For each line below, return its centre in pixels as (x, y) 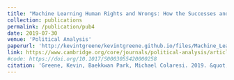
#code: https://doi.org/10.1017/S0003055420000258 (82, 59)
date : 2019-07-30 (32, 33)
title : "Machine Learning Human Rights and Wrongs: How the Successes (112, 14)
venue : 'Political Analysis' (49, 40)
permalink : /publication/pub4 (51, 26)
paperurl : (22, 46)
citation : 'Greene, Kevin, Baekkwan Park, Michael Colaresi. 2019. (107, 65)
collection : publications (45, 20)
